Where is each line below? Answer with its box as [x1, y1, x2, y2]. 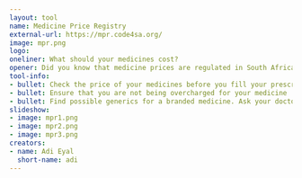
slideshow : [9, 105, 50, 114]
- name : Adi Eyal [9, 147, 75, 156]
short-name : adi [17, 155, 78, 165]
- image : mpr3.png [9, 130, 78, 139]
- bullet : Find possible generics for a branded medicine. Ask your [9, 96, 271, 106]
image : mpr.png [9, 38, 67, 48]
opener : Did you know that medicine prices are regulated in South [9, 64, 268, 73]
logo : [9, 47, 30, 56]
